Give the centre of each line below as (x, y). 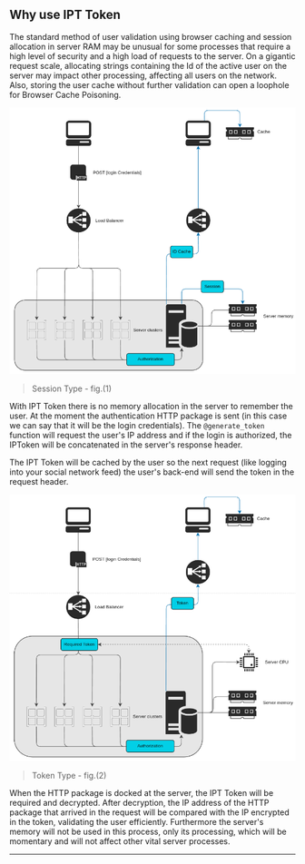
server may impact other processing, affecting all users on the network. (143, 75)
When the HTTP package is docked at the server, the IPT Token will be (142, 793)
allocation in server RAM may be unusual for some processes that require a (150, 46)
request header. (39, 482)
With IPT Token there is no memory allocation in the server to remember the (151, 407)
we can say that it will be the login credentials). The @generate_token (137, 426)
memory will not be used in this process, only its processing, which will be (148, 832)
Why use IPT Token (65, 15)
